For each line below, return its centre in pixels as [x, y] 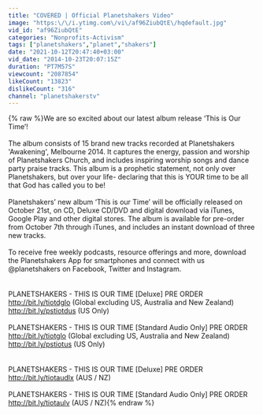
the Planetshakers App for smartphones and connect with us [106, 261]
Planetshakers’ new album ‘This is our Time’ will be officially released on [125, 202]
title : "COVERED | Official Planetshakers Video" [91, 15]
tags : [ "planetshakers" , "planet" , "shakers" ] [82, 45]
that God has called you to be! [57, 185]
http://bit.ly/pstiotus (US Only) [57, 344]
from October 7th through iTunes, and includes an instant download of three [131, 227]
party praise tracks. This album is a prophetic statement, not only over [122, 169]
